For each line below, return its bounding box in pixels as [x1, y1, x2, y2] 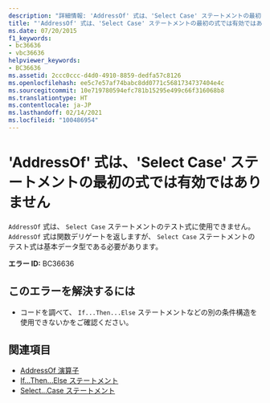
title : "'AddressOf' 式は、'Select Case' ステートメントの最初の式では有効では [8, 19, 257, 27]
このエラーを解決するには [8, 284, 135, 298]
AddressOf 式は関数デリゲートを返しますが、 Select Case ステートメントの [8, 231, 256, 241]
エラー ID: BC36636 [8, 258, 75, 268]
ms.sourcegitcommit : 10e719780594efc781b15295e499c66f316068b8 [8, 86, 225, 95]
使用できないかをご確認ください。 [19, 317, 133, 327]
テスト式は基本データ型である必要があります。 [8, 242, 163, 251]
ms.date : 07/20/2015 [8, 26, 78, 35]
